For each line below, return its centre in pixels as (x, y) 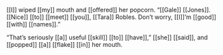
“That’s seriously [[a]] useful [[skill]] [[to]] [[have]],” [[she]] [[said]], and (107, 37)
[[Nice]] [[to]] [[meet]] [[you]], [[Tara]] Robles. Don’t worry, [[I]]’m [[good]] (112, 17)
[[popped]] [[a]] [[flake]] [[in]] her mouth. (65, 44)
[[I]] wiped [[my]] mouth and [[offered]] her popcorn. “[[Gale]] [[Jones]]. (109, 10)
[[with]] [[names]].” (34, 24)
